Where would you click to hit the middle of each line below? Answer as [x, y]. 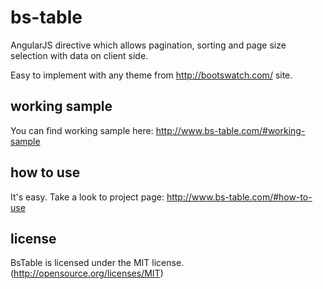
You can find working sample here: [82, 130]
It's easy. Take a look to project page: [87, 197]
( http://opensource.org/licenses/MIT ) [87, 273]
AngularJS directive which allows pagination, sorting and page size [148, 45]
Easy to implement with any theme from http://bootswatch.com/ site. [151, 75]
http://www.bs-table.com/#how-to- [239, 197]
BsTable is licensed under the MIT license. [97, 263]
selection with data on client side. [79, 55]
